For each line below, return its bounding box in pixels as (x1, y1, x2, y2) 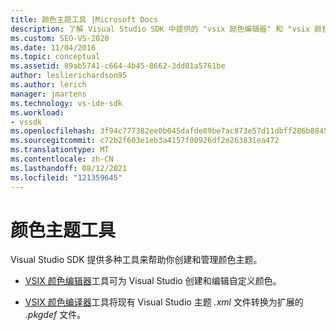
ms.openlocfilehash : (10, 126, 97, 136)
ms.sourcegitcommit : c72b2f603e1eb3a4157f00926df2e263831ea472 (10, 136, 280, 146)
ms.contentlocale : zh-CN (10, 154, 114, 164)
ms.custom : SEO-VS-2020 (10, 33, 110, 43)
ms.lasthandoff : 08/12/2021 (10, 163, 128, 173)
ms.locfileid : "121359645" (10, 172, 123, 183)
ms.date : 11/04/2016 (10, 42, 97, 53)
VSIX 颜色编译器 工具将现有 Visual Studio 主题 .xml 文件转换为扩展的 (24, 296, 304, 308)
